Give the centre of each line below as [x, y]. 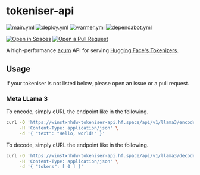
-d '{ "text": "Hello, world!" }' [62, 133]
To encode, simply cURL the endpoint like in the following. [77, 112]
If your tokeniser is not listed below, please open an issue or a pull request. [98, 83]
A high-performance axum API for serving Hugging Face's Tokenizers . [92, 50]
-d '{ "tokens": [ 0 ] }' [51, 167]
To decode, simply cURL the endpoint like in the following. [77, 145]
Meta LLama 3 [27, 98]
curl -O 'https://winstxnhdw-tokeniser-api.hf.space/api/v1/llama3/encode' [102, 123]
